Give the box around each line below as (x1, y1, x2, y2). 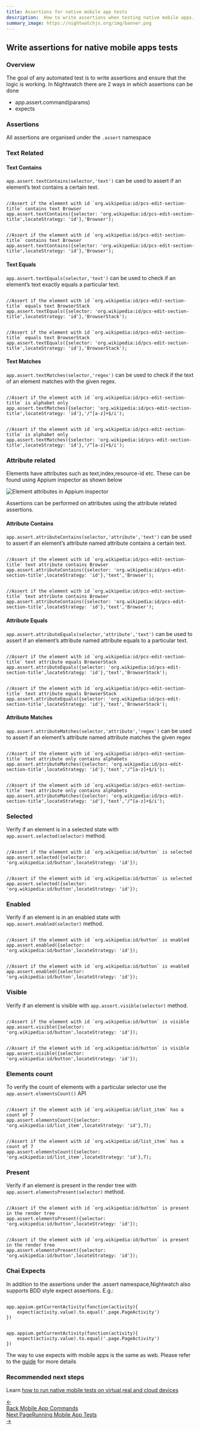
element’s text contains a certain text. (6, 183, 99, 191)
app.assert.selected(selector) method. (6, 832, 106, 839)
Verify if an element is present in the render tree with (6, 1182, 137, 1189)
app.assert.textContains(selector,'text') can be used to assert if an (6, 177, 181, 185)
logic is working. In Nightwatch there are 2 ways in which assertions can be (6, 81, 193, 88)
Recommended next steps (6, 1373, 85, 1381)
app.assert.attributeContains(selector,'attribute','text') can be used (6, 533, 192, 541)
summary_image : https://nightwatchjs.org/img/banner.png (6, 20, 152, 26)
